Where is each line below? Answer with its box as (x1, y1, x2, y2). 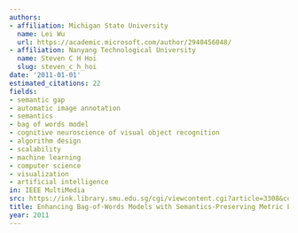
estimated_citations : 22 (9, 79, 101, 88)
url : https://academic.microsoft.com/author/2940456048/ (17, 37, 232, 47)
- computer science (9, 161, 82, 170)
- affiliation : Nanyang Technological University (9, 46, 197, 55)
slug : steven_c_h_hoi (17, 63, 98, 72)
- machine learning (9, 152, 82, 162)
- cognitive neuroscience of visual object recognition (9, 128, 220, 137)
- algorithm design (9, 136, 82, 145)
